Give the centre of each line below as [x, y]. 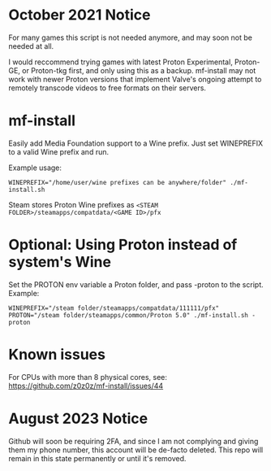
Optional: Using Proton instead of [123, 245]
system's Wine [60, 262]
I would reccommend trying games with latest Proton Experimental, [120, 62]
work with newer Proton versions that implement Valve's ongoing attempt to [135, 79]
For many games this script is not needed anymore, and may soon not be [131, 37]
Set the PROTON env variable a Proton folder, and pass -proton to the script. [136, 284]
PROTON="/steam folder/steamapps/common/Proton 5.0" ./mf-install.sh [129, 315]
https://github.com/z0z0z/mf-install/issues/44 [86, 386]
